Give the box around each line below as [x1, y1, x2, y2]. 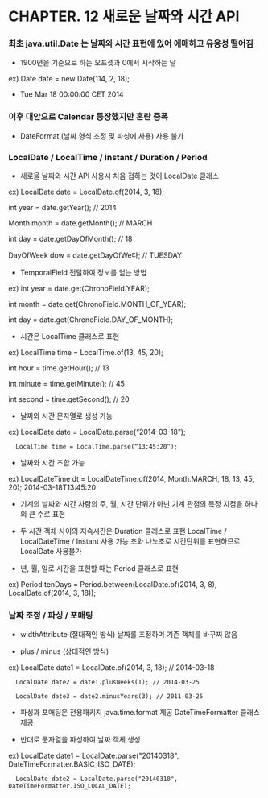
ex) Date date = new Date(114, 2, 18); [8, 74, 130, 84]
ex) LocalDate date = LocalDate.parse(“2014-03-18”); [8, 428, 187, 437]
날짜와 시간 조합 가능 [19, 458, 85, 468]
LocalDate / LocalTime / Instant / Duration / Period [8, 151, 208, 163]
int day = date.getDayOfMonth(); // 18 [8, 234, 133, 244]
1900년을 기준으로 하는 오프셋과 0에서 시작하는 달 [19, 58, 177, 68]
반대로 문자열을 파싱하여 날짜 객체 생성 [19, 734, 141, 745]
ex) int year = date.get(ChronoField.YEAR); [8, 283, 150, 294]
